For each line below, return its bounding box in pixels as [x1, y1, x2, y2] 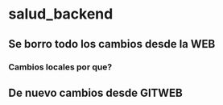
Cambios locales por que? [8, 61, 113, 73]
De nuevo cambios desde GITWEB [8, 86, 183, 99]
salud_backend [8, 5, 114, 23]
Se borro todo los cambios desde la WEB [8, 37, 216, 51]
